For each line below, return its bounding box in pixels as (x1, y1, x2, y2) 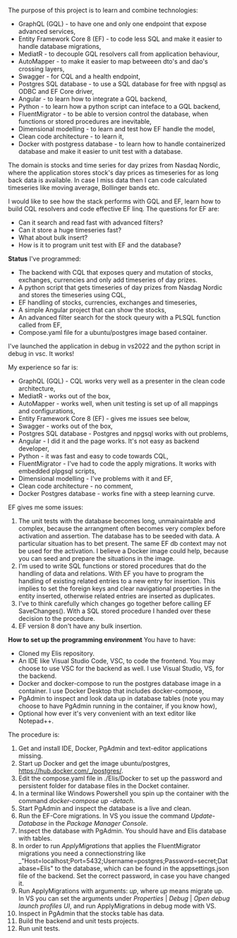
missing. (18, 752, 43, 760)
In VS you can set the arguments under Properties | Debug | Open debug (18, 894, 230, 903)
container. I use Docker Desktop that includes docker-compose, (18, 687, 205, 695)
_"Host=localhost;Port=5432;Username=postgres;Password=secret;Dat (18, 857, 228, 865)
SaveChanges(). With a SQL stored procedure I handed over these (18, 607, 211, 615)
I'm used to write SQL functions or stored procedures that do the (18, 562, 207, 570)
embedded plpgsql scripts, (18, 467, 97, 475)
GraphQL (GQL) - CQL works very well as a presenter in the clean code (18, 377, 226, 385)
